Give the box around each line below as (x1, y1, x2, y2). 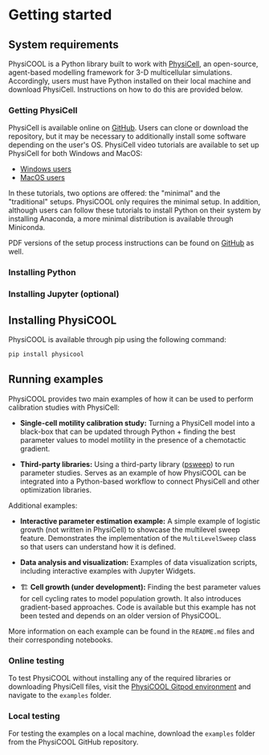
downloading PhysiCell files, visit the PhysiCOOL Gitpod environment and (8, 682, 251, 691)
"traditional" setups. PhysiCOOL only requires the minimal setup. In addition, (8, 197, 261, 207)
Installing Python (8, 267, 76, 278)
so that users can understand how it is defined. (19, 542, 177, 551)
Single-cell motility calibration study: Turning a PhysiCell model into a (19, 418, 255, 427)
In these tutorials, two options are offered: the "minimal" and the (8, 188, 221, 198)
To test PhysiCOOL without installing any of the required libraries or (8, 673, 231, 683)
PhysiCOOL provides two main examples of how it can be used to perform (8, 394, 254, 403)
